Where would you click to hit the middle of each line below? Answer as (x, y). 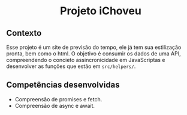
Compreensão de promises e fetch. (58, 99)
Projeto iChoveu (101, 11)
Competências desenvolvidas (63, 85)
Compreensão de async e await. (55, 105)
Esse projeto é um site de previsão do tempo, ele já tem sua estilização (94, 47)
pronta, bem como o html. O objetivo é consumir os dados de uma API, (93, 54)
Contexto (24, 33)
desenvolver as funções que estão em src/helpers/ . (71, 66)
